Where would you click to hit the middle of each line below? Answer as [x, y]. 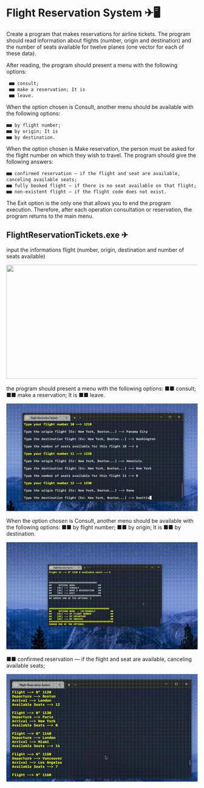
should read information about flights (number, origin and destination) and [99, 40]
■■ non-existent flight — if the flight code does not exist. [87, 192]
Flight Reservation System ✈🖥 [83, 13]
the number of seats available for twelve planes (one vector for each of [95, 47]
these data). [21, 53]
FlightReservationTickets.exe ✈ [67, 235]
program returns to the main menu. [50, 216]
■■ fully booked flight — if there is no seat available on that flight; [102, 185]
